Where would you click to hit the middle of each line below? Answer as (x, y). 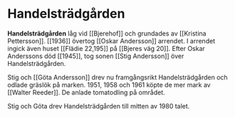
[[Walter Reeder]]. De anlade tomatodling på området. (86, 92)
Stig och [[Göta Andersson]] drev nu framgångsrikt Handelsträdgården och (117, 77)
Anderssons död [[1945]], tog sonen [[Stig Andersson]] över (96, 56)
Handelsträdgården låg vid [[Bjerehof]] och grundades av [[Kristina (107, 33)
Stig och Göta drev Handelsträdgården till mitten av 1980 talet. (99, 106)
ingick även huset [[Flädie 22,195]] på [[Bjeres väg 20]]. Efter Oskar (106, 48)
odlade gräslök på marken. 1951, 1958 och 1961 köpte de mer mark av (109, 84)
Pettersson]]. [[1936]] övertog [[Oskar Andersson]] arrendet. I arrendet (111, 40)
